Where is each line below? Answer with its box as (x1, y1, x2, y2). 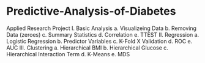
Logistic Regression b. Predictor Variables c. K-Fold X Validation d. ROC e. (6, 37, 193, 45)
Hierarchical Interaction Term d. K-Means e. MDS (6, 50, 130, 57)
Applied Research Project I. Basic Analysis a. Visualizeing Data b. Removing (6, 24, 197, 32)
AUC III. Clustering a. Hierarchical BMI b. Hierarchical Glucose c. (6, 44, 168, 51)
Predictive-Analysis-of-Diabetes (6, 4, 176, 18)
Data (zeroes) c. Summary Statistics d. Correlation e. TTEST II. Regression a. (6, 31, 199, 38)
